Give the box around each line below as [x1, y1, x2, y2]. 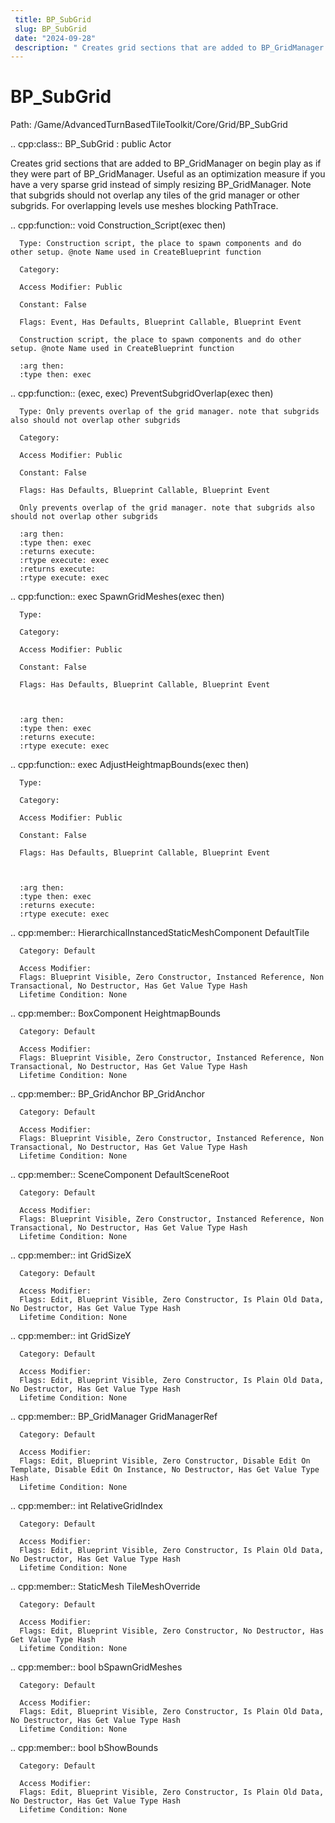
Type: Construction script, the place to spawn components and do [19, 239, 302, 249]
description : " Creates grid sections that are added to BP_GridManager [14, 42, 325, 53]
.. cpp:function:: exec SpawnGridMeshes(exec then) [10, 591, 225, 603]
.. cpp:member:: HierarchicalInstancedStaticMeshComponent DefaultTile [10, 927, 310, 939]
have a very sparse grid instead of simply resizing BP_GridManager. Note [10, 179, 312, 191]
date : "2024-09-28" [14, 33, 97, 43]
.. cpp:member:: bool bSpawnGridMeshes [10, 1661, 183, 1673]
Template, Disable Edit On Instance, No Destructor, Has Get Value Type [10, 1465, 320, 1475]
